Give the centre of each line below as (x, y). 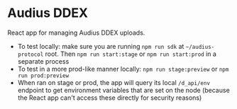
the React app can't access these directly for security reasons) (110, 98)
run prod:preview (43, 76)
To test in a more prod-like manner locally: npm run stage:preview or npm (123, 69)
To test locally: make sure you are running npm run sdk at (101, 46)
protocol (31, 54)
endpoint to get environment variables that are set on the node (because (124, 90)
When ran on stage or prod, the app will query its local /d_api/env (114, 82)
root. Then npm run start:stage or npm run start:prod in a (131, 54)
